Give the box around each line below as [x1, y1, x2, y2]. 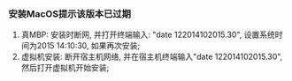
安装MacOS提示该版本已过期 [8, 7, 132, 19]
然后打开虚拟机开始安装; [20, 63, 110, 73]
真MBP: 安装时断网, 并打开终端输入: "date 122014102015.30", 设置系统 [20, 29, 276, 40]
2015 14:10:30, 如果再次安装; [36, 40, 141, 51]
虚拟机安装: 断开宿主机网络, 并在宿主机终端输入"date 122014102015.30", [20, 51, 283, 63]
